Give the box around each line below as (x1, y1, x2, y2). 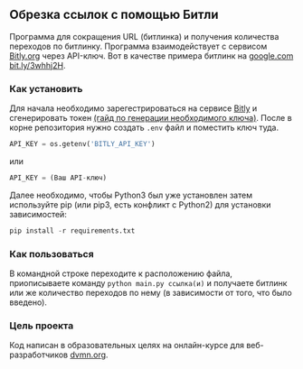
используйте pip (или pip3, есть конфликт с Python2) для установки (9, 198, 271, 210)
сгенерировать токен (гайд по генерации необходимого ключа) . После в (9, 113, 292, 124)
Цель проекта (9, 319, 74, 332)
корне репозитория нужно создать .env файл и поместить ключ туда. (9, 122, 279, 134)
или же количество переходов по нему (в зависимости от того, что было (9, 288, 292, 299)
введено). (9, 297, 48, 308)
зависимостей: (9, 208, 68, 219)
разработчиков (9, 349, 69, 360)
